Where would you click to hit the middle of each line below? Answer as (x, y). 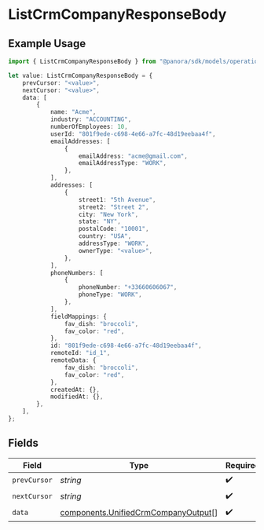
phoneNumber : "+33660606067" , (128, 287)
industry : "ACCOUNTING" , (91, 119)
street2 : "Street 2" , (114, 207)
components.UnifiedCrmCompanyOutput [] (139, 513)
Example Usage (47, 44)
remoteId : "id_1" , (80, 353)
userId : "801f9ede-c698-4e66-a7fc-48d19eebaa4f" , (133, 134)
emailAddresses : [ (80, 141)
